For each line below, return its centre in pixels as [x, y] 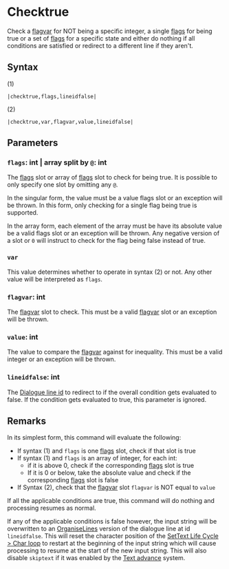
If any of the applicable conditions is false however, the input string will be [112, 522]
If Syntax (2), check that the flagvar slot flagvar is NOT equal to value [116, 487]
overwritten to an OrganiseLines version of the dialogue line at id [99, 529]
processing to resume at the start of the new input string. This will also [107, 550]
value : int [23, 336]
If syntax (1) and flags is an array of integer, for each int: [97, 458]
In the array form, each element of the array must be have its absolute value [115, 226]
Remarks [27, 421]
